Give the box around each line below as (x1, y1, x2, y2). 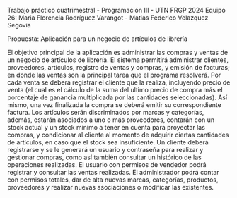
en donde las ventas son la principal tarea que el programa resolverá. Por (7, 70, 221, 79)
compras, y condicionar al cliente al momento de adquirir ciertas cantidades (7, 130, 229, 139)
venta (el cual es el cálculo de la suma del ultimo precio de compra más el (7, 86, 223, 94)
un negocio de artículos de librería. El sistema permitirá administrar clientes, (7, 56, 229, 64)
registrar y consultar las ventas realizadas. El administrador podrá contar (7, 168, 219, 176)
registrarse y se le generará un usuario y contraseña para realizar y (7, 146, 204, 154)
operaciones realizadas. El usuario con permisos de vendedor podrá (7, 161, 207, 168)
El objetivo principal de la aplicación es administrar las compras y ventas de (7, 49, 229, 56)
